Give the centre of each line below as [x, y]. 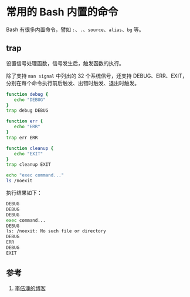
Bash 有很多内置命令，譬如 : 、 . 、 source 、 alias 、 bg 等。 [75, 29]
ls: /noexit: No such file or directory [56, 231]
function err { [25, 121]
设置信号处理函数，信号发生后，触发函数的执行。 [65, 63]
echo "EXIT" [28, 153]
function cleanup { [30, 148]
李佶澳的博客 [30, 288]
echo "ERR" [27, 127]
